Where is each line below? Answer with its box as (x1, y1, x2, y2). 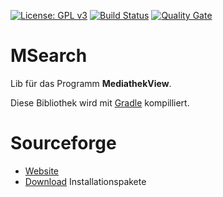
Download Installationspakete (24, 175, 147, 187)
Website (24, 165, 60, 177)
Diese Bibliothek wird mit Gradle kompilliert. (10, 96, 190, 109)
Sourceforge (10, 132, 117, 155)
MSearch (10, 45, 88, 67)
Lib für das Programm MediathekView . (10, 77, 172, 89)
